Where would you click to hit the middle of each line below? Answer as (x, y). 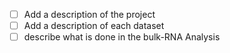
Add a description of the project (89, 14)
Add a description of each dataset (94, 26)
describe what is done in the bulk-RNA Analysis (122, 37)
